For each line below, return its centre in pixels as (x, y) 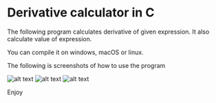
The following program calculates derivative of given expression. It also (108, 32)
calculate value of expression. (50, 38)
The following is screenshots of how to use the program (86, 65)
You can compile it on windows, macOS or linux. (75, 52)
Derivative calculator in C (81, 13)
